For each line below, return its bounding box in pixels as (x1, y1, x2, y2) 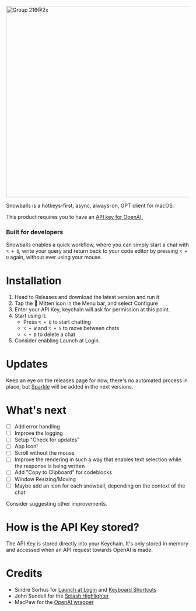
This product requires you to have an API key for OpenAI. (6, 214, 143, 220)
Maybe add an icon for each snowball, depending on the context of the (14, 482, 185, 489)
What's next (6, 404, 67, 417)
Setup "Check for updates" (14, 436, 80, 444)
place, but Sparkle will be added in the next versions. (6, 383, 134, 390)
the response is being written (14, 462, 85, 470)
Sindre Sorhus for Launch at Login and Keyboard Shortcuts (14, 586, 157, 593)
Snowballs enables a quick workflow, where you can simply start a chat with (6, 241, 190, 248)
